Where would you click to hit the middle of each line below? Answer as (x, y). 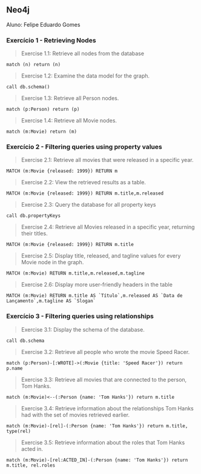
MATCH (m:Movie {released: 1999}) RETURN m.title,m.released (85, 193)
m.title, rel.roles (31, 465)
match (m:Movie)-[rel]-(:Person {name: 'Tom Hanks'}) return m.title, (97, 426)
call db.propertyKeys (34, 216)
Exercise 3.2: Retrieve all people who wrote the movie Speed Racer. (105, 352)
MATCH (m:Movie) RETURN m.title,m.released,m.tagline (76, 273)
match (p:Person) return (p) (43, 109)
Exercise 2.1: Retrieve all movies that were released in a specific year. (107, 160)
